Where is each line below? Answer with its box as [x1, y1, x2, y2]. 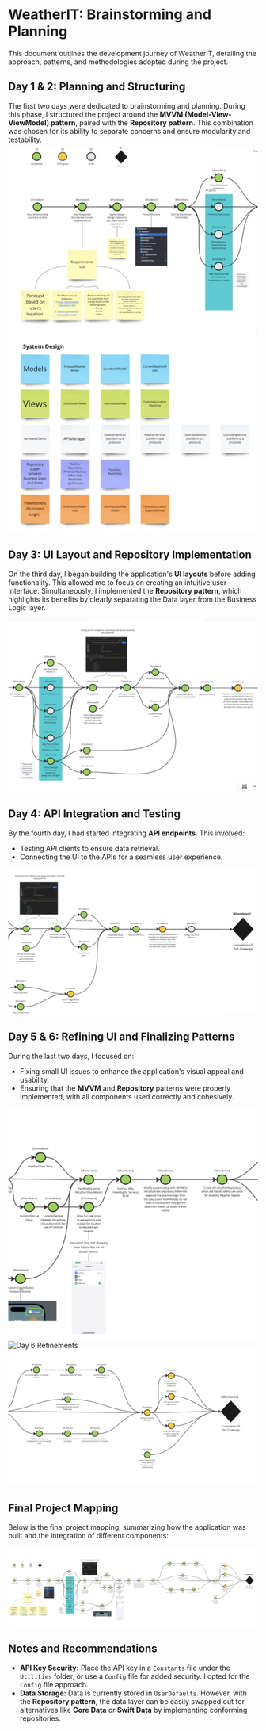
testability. [8, 135, 42, 144]
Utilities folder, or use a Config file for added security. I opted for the [19, 1671, 250, 1681]
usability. [19, 1075, 50, 1084]
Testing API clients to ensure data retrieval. [19, 843, 160, 853]
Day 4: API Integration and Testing [8, 807, 180, 821]
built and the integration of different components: [8, 1531, 169, 1541]
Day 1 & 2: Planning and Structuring [8, 80, 186, 94]
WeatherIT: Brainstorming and [8, 6, 212, 24]
